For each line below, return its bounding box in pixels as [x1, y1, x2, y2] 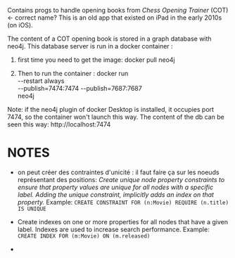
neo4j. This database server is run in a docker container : [7, 42, 174, 50]
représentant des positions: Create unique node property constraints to [17, 175, 225, 183]
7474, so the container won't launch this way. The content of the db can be [7, 112, 225, 121]
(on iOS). [7, 21, 33, 29]
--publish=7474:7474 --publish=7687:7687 [17, 84, 142, 92]
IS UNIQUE [17, 205, 47, 212]
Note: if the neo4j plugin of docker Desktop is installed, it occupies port [7, 105, 215, 113]
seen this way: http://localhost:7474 [7, 120, 111, 129]
